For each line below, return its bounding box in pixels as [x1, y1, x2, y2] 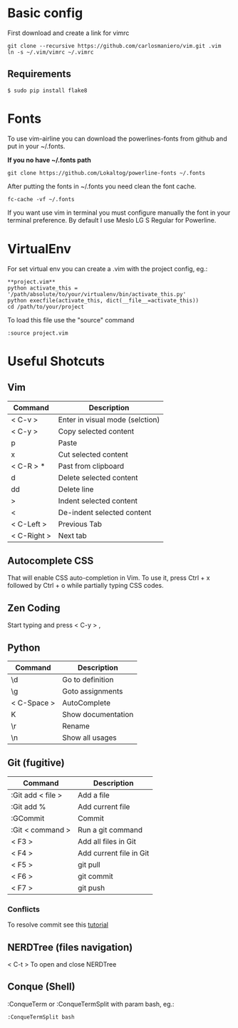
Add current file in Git [77, 848, 150, 857]
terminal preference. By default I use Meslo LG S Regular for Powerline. [7, 215, 217, 224]
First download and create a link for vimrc [7, 29, 130, 37]
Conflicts [7, 904, 41, 914]
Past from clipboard [58, 461, 125, 471]
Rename [62, 721, 90, 731]
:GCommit [11, 813, 45, 823]
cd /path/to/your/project [7, 303, 84, 310]
